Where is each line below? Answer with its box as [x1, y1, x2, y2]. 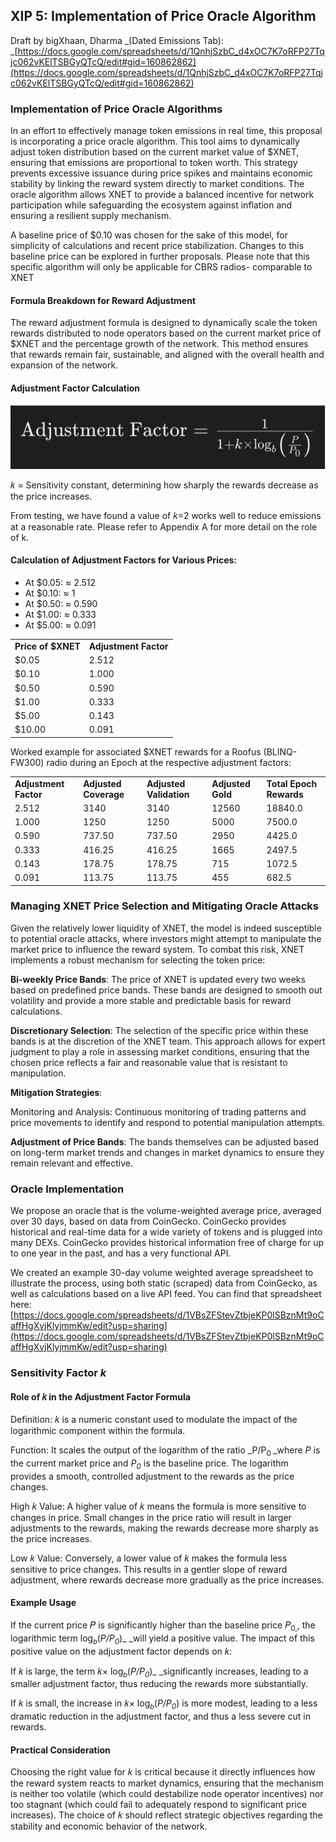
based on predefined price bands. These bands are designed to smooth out [10, 984, 323, 996]
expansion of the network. [10, 359, 119, 371]
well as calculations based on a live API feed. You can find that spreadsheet [10, 1288, 322, 1300]
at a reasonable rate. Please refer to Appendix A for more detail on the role [10, 520, 318, 533]
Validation [146, 788, 190, 800]
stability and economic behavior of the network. [10, 1820, 208, 1833]
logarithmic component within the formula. [10, 1425, 186, 1437]
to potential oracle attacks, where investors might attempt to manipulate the [10, 932, 322, 944]
